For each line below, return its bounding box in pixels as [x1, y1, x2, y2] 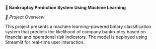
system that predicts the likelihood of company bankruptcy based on [5, 29, 146, 34]
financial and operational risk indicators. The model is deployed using [5, 34, 148, 40]
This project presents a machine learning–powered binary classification [5, 24, 152, 29]
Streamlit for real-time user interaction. [5, 39, 85, 45]
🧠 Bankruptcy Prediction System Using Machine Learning [5, 5, 126, 10]
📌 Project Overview [5, 14, 45, 20]
